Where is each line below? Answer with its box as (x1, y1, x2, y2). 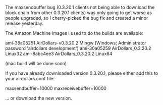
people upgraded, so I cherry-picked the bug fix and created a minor (5, 15, 148, 21)
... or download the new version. (5, 95, 72, 101)
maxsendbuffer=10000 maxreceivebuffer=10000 (5, 85, 107, 91)
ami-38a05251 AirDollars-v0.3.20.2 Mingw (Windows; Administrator (5, 40, 146, 46)
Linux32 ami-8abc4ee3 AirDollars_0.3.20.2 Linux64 (5, 50, 113, 57)
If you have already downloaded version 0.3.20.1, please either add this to (5, 70, 158, 76)
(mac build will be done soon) (5, 61, 67, 66)
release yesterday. (5, 20, 44, 26)
